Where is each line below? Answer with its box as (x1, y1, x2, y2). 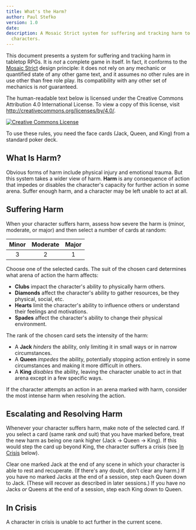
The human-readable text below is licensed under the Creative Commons (6, 95, 184, 102)
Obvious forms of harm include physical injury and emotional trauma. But (6, 169, 183, 176)
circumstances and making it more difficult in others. (14, 362, 143, 369)
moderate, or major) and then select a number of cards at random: (6, 226, 167, 233)
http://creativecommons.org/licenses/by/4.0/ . (6, 107, 116, 114)
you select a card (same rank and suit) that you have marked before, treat (6, 431, 185, 438)
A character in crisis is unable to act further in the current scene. (6, 518, 163, 526)
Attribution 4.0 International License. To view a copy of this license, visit (6, 101, 180, 108)
